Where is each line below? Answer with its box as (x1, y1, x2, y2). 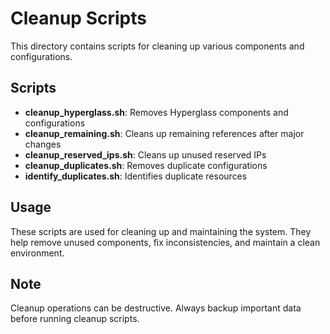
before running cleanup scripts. (10, 313, 140, 325)
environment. (10, 247, 65, 259)
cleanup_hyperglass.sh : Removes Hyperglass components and (24, 106, 289, 118)
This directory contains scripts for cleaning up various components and (10, 40, 305, 52)
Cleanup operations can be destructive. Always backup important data (10, 302, 302, 314)
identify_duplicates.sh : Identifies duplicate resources (24, 170, 248, 182)
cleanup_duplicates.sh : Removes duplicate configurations (24, 159, 268, 171)
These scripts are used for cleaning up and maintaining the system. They (10, 225, 312, 237)
